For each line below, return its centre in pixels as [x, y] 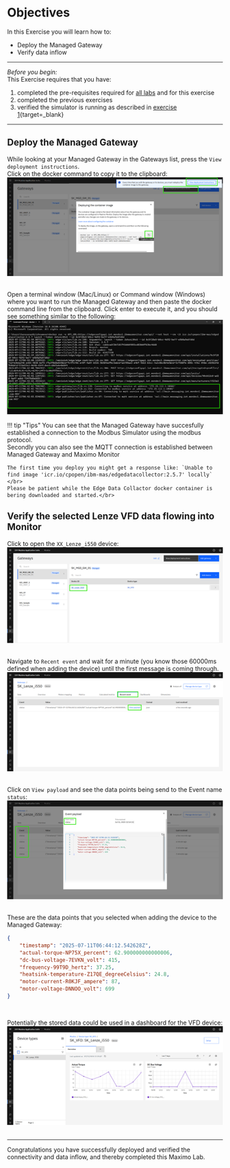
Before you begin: [32, 72]
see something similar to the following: [62, 317]
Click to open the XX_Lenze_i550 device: [63, 543]
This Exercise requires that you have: [59, 79]
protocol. [20, 440]
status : [17, 797]
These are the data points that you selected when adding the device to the [112, 917]
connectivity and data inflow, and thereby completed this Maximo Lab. [106, 1157]
